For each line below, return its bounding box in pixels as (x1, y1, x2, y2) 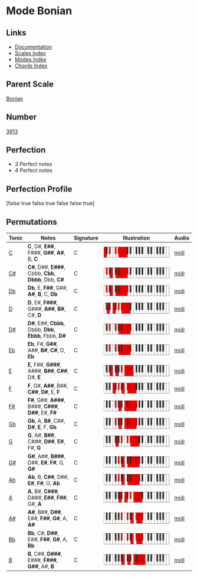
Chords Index (14, 62, 48, 69)
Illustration (123, 234, 150, 241)
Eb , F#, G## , (27, 341, 58, 348)
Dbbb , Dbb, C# (27, 276, 64, 283)
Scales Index (14, 50, 46, 57)
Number (6, 112, 37, 122)
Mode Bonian (6, 4, 72, 18)
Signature (73, 234, 99, 241)
